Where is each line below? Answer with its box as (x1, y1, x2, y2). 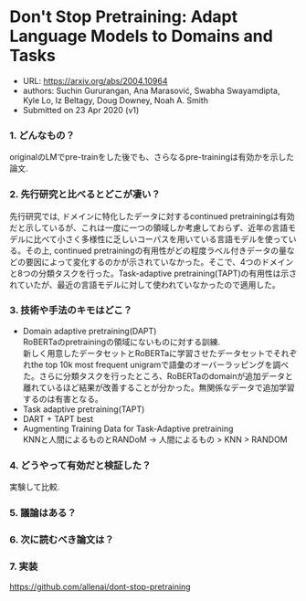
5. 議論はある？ (9, 507, 77, 520)
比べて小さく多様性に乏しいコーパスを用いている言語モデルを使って (33, 233, 290, 244)
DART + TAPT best (22, 413, 94, 424)
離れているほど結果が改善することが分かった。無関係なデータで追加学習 (22, 382, 295, 393)
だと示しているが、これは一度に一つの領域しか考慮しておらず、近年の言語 (9, 222, 289, 233)
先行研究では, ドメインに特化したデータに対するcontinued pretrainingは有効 (9, 210, 295, 221)
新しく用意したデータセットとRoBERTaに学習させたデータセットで (22, 347, 274, 358)
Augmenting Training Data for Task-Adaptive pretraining (22, 423, 234, 434)
